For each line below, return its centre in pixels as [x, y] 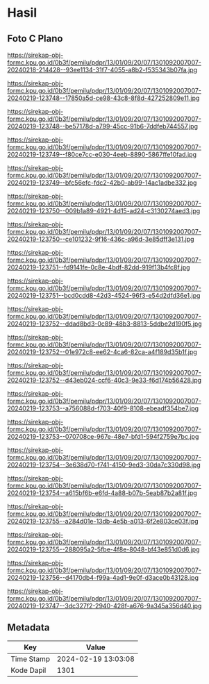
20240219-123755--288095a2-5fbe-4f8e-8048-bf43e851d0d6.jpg [103, 549]
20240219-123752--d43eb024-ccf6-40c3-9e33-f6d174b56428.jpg [104, 380]
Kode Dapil [28, 670]
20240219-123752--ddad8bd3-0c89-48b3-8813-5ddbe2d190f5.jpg [105, 324]
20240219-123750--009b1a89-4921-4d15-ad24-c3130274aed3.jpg [104, 211]
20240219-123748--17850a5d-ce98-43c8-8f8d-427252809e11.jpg [103, 98]
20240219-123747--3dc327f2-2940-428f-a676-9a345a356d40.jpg [104, 606]
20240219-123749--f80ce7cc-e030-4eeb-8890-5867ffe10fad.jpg [102, 155]
